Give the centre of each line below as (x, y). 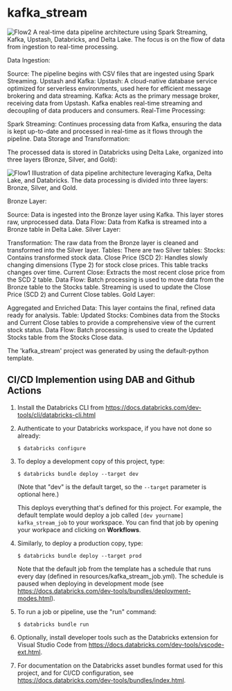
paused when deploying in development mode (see (90, 583)
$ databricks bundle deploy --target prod (79, 556)
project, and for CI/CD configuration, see (75, 673)
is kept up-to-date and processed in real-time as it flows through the (105, 131)
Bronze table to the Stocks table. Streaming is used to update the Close (109, 287)
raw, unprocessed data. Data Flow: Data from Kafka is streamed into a (107, 222)
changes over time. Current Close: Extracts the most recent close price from (116, 272)
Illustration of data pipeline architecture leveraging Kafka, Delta (122, 173)
